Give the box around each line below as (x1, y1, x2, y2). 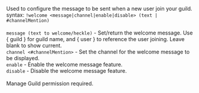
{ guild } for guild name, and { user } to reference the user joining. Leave (6, 36, 185, 42)
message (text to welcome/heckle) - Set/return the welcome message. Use (6, 29, 194, 36)
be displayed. (6, 55, 40, 61)
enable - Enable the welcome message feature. (6, 61, 123, 68)
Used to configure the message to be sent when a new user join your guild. (6, 5, 192, 12)
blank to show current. (6, 42, 62, 49)
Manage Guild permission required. (6, 80, 94, 87)
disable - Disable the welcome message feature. (6, 67, 127, 74)
